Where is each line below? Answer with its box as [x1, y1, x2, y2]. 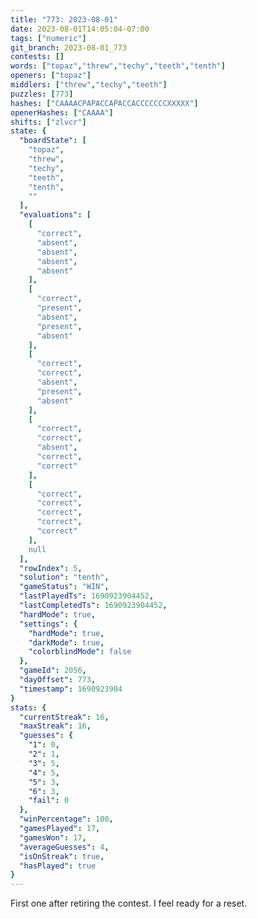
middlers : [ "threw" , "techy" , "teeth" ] [10, 80, 168, 90]
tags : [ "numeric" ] [10, 33, 87, 43]
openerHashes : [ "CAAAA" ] [10, 107, 114, 118]
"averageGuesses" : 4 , [19, 842, 110, 852]
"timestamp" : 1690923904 [19, 684, 123, 694]
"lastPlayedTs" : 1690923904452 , [19, 591, 155, 601]
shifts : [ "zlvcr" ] [10, 117, 87, 127]
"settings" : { [19, 619, 78, 629]
